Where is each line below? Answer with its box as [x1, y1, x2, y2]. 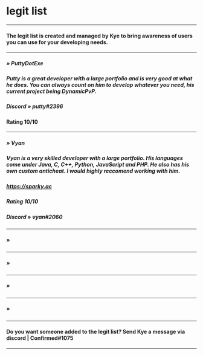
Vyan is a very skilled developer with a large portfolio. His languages [6, 155, 183, 162]
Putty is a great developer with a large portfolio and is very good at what [6, 75, 193, 82]
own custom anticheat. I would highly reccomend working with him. [6, 167, 181, 174]
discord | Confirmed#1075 [6, 334, 74, 342]
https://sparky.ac [6, 182, 53, 190]
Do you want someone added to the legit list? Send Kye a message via [6, 328, 185, 336]
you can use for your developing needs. [6, 38, 108, 46]
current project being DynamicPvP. [6, 88, 97, 95]
